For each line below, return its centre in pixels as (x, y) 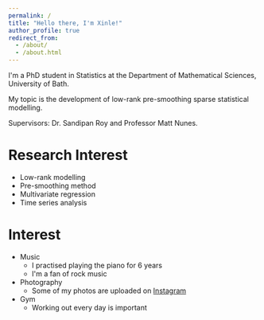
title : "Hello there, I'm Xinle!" (66, 23)
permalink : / (30, 16)
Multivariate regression (57, 194)
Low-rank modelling (52, 177)
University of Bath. (39, 84)
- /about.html (39, 53)
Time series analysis (53, 202)
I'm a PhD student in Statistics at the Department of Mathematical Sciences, (132, 75)
